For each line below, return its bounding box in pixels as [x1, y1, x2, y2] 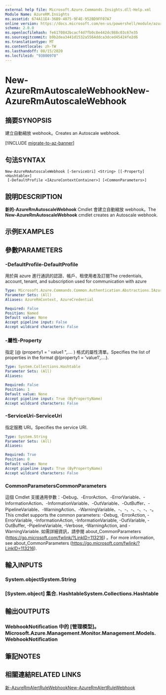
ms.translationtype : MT [5, 40, 54, 44]
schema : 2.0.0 [5, 26, 35, 31]
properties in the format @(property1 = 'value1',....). [5, 355, 109, 361]
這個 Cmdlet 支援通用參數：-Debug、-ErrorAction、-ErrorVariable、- [5, 494, 146, 500]
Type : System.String [5, 434, 48, 439]
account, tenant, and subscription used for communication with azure [5, 279, 147, 285]
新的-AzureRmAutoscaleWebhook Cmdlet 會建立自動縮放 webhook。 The [5, 206, 157, 212]
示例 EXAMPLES [5, 228, 54, 236]
